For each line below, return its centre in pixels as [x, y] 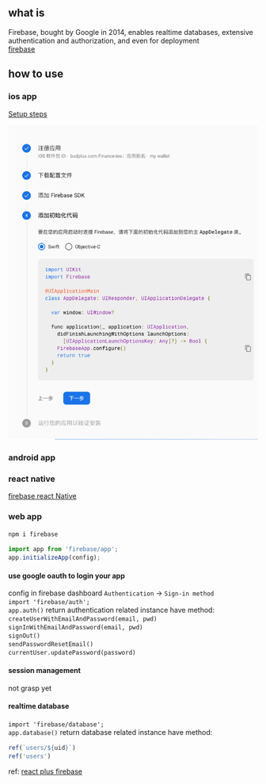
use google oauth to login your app [66, 576]
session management [45, 670]
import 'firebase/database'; [56, 725]
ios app [23, 97]
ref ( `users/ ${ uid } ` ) [42, 748]
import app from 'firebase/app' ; [63, 549]
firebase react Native [42, 496]
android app [32, 457]
